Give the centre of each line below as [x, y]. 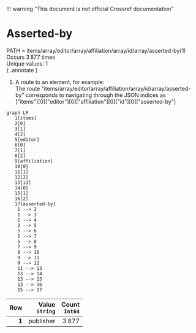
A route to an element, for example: [60, 82]
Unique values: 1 [27, 63]
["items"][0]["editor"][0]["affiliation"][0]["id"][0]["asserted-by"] [96, 101]
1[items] [25, 118]
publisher [42, 321]
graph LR [17, 113]
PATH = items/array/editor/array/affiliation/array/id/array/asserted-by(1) [96, 50]
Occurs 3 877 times [31, 57]
